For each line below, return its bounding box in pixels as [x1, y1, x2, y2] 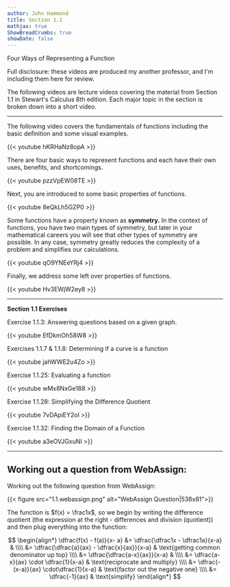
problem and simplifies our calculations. [7, 246, 120, 254]
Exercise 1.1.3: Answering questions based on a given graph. [7, 318, 177, 326]
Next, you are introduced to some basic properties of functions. [7, 190, 187, 198]
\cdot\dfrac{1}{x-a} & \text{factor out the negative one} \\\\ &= [42, 565, 217, 573]
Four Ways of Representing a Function [7, 54, 115, 62]
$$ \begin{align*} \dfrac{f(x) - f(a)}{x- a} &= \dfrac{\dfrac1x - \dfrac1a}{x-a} [8, 536, 222, 544]
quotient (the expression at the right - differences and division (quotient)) [7, 515, 214, 523]
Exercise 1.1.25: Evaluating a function [7, 371, 111, 380]
